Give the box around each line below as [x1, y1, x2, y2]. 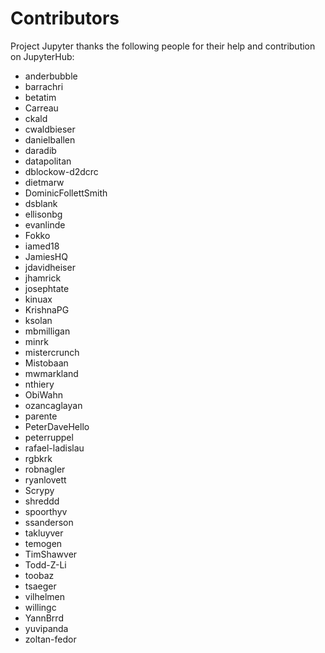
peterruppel [24, 431, 74, 443]
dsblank [24, 197, 58, 209]
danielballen [24, 133, 76, 146]
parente [24, 410, 58, 422]
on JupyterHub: [10, 50, 75, 62]
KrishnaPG [24, 303, 70, 316]
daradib [24, 144, 57, 156]
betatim [24, 91, 57, 103]
